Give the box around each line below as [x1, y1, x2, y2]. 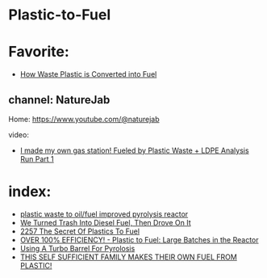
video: [8, 129, 30, 139]
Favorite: [8, 43, 70, 61]
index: [8, 183, 52, 201]
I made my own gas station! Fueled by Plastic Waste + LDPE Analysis [19, 145, 249, 155]
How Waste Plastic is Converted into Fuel [19, 69, 157, 79]
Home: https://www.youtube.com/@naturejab [8, 114, 160, 124]
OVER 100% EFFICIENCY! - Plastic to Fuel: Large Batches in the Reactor [19, 234, 260, 244]
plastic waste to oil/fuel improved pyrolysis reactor [19, 208, 189, 219]
